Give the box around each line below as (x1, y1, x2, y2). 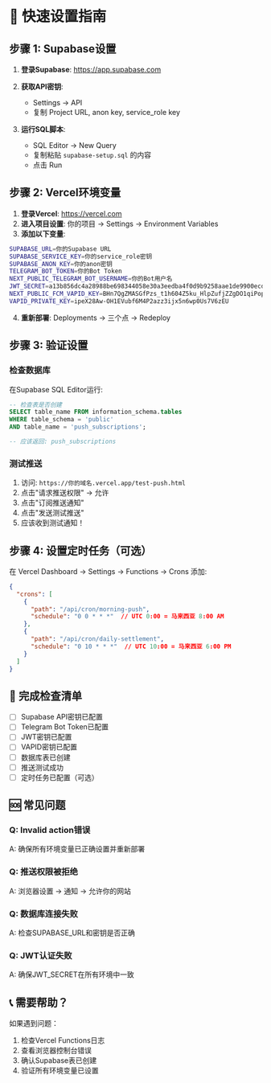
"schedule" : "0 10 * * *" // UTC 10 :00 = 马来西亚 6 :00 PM (30, 642, 232, 650)
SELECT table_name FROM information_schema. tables (9, 408, 183, 416)
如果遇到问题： (9, 1019, 59, 1028)
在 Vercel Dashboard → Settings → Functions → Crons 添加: (9, 566, 207, 576)
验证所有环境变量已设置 (20, 1066, 99, 1076)
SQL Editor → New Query (32, 141, 117, 150)
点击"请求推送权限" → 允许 (20, 488, 109, 498)
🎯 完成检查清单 (9, 689, 83, 703)
